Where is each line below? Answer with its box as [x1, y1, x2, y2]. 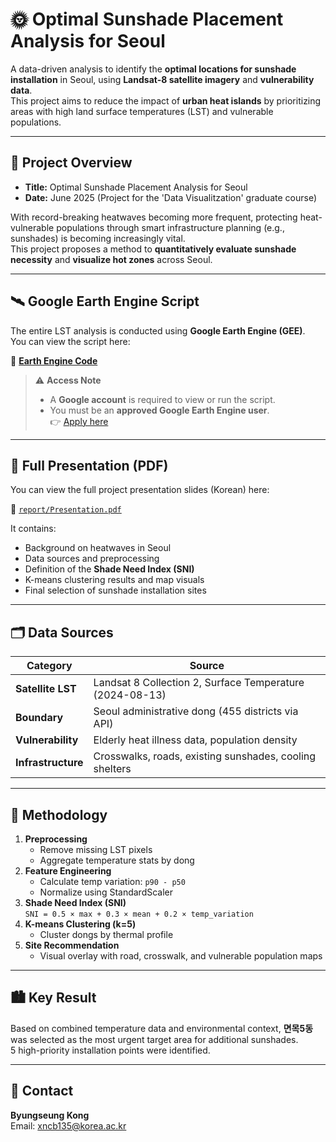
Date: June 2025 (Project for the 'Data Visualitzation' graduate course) [24, 191, 317, 203]
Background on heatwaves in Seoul [24, 542, 172, 554]
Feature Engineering [24, 865, 112, 877]
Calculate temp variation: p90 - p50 [39, 876, 186, 887]
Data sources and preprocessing [24, 553, 160, 565]
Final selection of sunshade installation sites [24, 584, 207, 597]
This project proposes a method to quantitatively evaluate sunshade [10, 243, 297, 255]
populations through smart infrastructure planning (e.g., [56, 221, 285, 233]
